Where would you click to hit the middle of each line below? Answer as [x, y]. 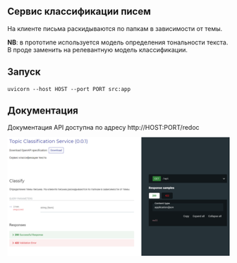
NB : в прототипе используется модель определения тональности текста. [118, 42]
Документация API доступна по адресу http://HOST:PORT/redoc [103, 128]
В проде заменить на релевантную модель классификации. [98, 49]
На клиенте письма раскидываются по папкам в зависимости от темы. [115, 28]
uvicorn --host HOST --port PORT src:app [69, 89]
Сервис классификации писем [79, 12]
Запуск [24, 72]
